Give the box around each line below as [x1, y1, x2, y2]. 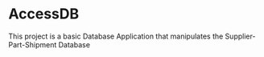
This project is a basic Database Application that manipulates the [8, 31, 224, 41]
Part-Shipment [8, 39, 57, 49]
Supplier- [225, 31, 256, 41]
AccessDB [8, 5, 79, 23]
